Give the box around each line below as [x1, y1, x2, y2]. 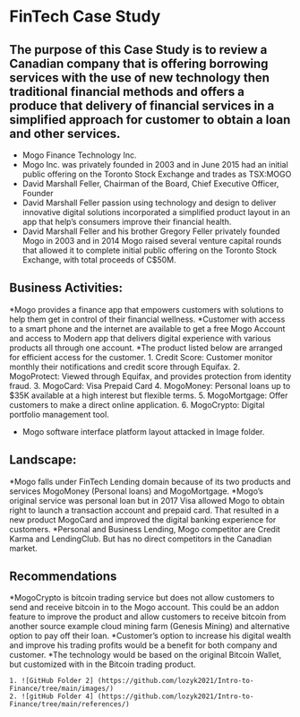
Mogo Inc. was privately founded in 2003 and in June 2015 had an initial [21, 160, 288, 169]
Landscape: [9, 453, 77, 468]
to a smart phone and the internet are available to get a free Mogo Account [9, 323, 286, 333]
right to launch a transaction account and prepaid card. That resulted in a [9, 505, 279, 515]
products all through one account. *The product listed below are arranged [9, 342, 284, 353]
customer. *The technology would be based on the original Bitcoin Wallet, [9, 650, 282, 661]
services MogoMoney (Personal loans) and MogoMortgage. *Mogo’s [9, 486, 264, 497]
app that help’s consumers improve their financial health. [21, 217, 232, 227]
